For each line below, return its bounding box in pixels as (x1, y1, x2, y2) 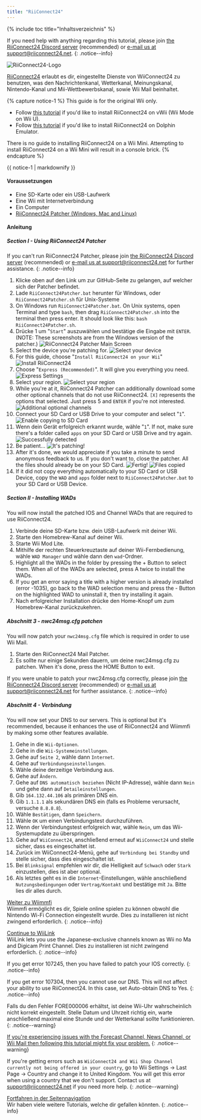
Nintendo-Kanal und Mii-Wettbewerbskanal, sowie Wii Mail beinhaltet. (7, 85, 179, 93)
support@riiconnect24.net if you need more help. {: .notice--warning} (7, 1083, 179, 1091)
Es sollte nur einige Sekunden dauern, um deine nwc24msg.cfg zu (15, 657, 179, 664)
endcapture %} (7, 152, 44, 159)
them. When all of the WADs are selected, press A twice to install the (15, 566, 185, 573)
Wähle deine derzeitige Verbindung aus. (15, 766, 114, 774)
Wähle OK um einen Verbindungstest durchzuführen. (15, 817, 144, 825)
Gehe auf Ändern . (15, 772, 58, 780)
